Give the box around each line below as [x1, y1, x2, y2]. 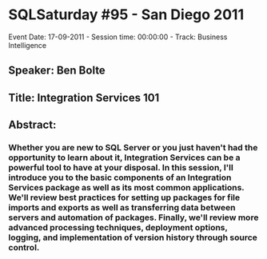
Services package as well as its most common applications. [8, 182, 245, 193]
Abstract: [8, 118, 57, 132]
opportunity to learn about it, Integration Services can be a [8, 152, 241, 163]
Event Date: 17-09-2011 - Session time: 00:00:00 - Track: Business [8, 32, 228, 42]
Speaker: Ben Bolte [8, 64, 106, 78]
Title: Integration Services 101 [8, 90, 160, 105]
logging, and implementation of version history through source [8, 232, 258, 243]
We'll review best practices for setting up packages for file [8, 192, 241, 203]
